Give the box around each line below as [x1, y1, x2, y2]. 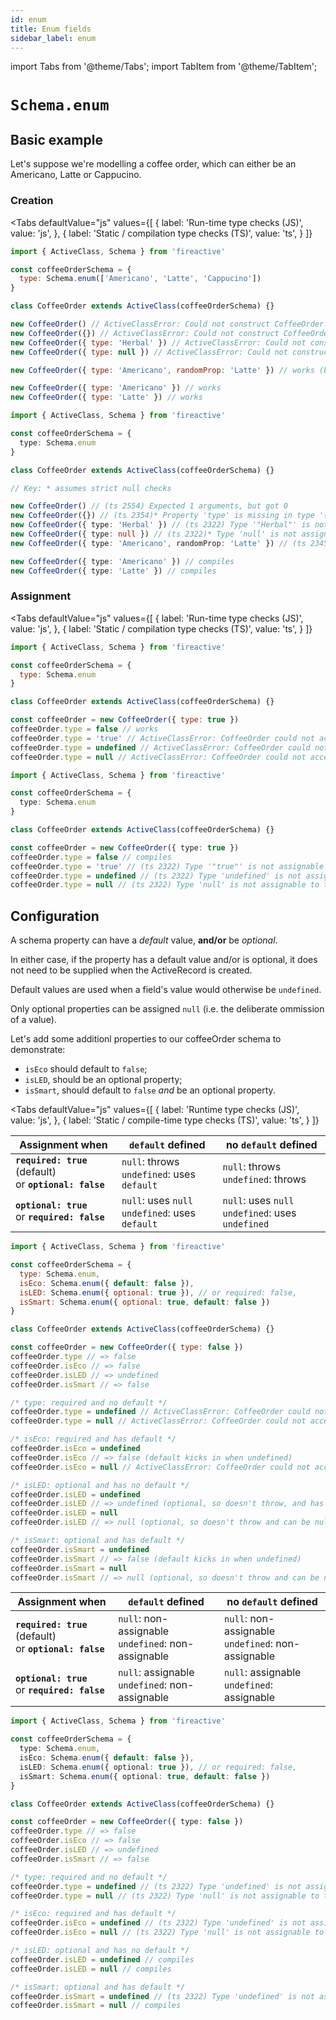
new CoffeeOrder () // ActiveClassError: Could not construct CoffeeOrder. [10, 319, 329, 330]
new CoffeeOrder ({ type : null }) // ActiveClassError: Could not [10, 347, 288, 357]
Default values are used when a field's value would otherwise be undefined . [10, 984, 322, 996]
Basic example [10, 131, 103, 148]
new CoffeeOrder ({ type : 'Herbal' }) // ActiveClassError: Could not [10, 337, 307, 348]
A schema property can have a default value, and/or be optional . [10, 934, 278, 946]
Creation [10, 194, 54, 208]
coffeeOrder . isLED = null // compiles [10, 1964, 172, 1974]
